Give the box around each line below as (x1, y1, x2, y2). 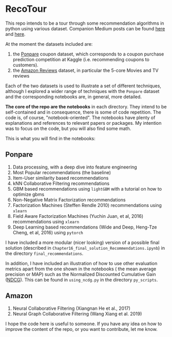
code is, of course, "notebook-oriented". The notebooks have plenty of (5, 114, 156, 121)
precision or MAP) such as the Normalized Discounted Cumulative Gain (5, 271, 156, 277)
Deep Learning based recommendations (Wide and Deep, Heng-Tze (12, 224, 157, 230)
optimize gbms (12, 191, 45, 197)
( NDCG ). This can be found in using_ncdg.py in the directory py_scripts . (5, 276, 158, 283)
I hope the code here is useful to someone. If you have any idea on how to (5, 321, 162, 327)
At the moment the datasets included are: (5, 41, 93, 47)
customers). (12, 62, 39, 68)
